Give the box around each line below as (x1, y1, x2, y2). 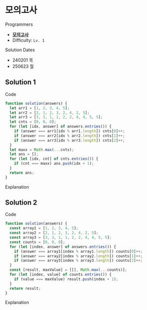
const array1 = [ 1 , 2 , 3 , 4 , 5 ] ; (9, 226, 79, 231)
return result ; (9, 286, 41, 291)
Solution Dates (5, 47, 35, 53)
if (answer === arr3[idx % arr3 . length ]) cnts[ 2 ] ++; (14, 138, 125, 143)
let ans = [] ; (9, 152, 39, 157)
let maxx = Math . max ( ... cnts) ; (9, 147, 74, 152)
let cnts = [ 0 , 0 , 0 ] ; (9, 119, 56, 124)
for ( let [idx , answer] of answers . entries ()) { (9, 124, 112, 129)
